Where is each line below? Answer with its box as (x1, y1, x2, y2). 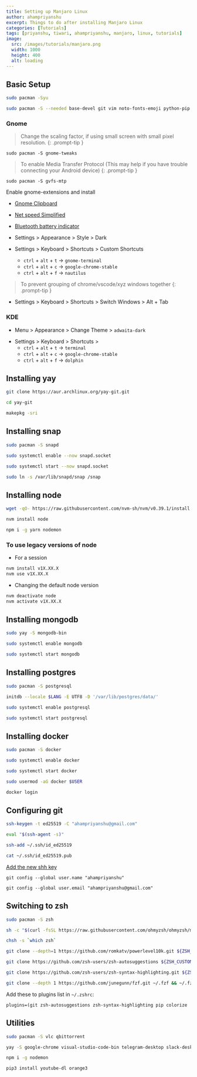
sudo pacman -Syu (6, 95, 49, 101)
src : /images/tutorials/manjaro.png (11, 42, 101, 48)
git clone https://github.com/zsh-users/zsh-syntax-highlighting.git (6, 970, 180, 975)
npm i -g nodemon (6, 1055, 49, 1061)
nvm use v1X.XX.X (6, 571, 49, 577)
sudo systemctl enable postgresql (6, 704, 91, 711)
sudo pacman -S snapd (6, 442, 59, 448)
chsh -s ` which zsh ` (6, 938, 57, 944)
